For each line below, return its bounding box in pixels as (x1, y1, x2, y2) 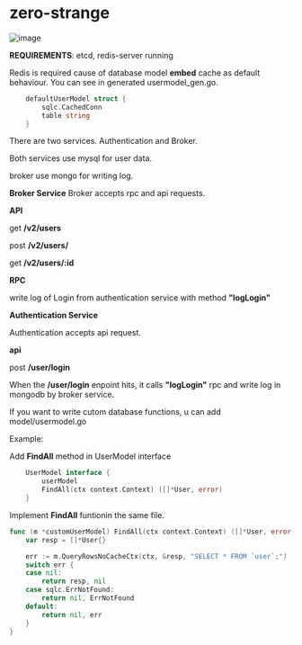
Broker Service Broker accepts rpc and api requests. (9, 188, 206, 199)
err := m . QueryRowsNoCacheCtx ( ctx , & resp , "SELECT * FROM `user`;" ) (25, 551, 288, 560)
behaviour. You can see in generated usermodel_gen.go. (9, 76, 218, 87)
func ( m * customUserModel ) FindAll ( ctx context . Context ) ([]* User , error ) (9, 527, 296, 536)
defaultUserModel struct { (25, 94, 127, 103)
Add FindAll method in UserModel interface (9, 451, 172, 461)
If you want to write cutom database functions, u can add (9, 407, 222, 417)
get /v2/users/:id (9, 257, 75, 268)
